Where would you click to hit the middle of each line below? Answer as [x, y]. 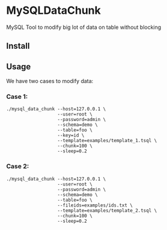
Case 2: [18, 166]
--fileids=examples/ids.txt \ [95, 205]
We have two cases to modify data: [50, 81]
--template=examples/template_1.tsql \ [107, 141]
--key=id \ [71, 135]
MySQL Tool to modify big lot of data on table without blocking [84, 27]
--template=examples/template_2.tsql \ [107, 210]
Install [18, 46]
